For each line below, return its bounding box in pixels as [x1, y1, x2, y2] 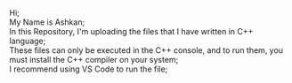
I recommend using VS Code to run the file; [9, 64, 168, 74]
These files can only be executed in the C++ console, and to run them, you [9, 45, 283, 56]
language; [9, 35, 46, 46]
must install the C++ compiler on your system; [9, 55, 179, 64]
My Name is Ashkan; [9, 17, 85, 27]
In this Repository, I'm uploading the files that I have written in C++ [9, 26, 254, 36]
